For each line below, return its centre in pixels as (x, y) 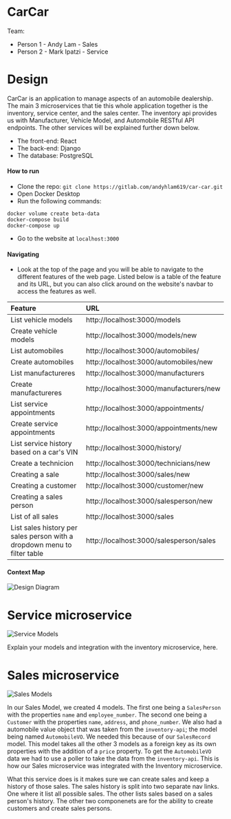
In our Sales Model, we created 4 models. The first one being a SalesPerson (114, 708)
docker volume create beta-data (53, 214)
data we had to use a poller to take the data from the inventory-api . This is (113, 759)
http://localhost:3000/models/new (141, 335)
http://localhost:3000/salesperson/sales (151, 541)
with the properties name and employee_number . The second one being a (107, 715)
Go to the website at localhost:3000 (68, 238)
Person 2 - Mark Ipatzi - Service (63, 52)
